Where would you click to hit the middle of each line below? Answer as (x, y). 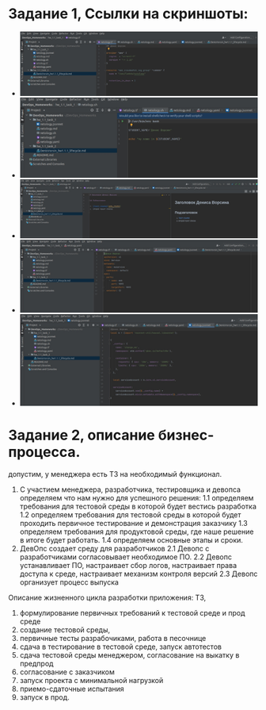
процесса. (44, 452)
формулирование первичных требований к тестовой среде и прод (132, 612)
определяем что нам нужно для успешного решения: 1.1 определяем (137, 497)
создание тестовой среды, (65, 629)
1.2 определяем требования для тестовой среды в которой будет (130, 514)
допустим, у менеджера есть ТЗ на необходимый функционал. (115, 474)
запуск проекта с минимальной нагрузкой (91, 680)
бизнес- (186, 435)
